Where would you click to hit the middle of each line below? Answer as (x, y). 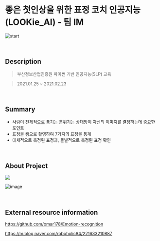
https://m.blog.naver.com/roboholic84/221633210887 (59, 234)
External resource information (52, 212)
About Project (27, 166)
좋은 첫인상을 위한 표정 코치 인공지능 (73, 10)
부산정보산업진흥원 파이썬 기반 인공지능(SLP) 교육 (64, 74)
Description (23, 62)
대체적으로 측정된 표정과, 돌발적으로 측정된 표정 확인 (61, 140)
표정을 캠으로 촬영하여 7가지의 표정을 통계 (52, 134)
